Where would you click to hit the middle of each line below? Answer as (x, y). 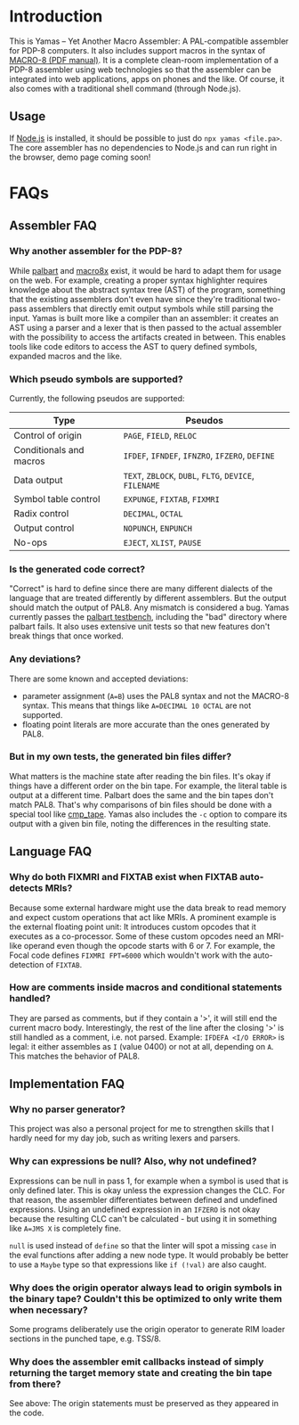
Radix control (41, 513)
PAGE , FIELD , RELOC (160, 435)
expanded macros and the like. (66, 356)
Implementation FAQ (67, 1084)
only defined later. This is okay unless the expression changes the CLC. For (147, 1190)
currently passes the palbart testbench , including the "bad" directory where (148, 617)
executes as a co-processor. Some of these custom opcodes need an (137, 936)
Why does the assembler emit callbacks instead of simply (137, 1362)
